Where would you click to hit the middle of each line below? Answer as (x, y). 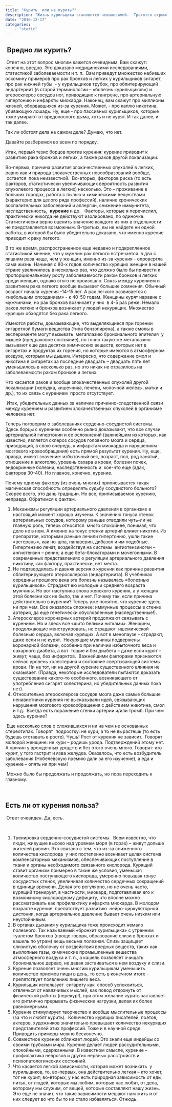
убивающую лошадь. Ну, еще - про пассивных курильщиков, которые (82, 111)
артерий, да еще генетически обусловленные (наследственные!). (85, 612)
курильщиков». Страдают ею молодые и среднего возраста (79, 585)
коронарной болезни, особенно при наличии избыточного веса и (84, 645)
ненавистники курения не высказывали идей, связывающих (79, 700)
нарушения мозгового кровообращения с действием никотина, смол (89, 705)
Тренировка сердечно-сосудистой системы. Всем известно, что (84, 837)
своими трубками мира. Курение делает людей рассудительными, (86, 1044)
